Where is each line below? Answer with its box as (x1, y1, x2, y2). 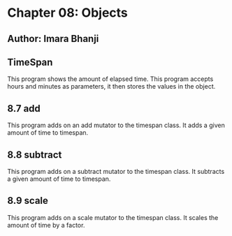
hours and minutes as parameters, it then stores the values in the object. (7, 82, 216, 91)
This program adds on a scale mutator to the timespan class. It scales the (7, 213, 219, 221)
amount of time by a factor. (7, 221, 85, 229)
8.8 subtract (7, 149, 62, 161)
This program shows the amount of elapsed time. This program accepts (7, 75, 214, 83)
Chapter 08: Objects (7, 5, 128, 21)
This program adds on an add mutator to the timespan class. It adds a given (7, 121, 225, 130)
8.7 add (7, 103, 41, 115)
